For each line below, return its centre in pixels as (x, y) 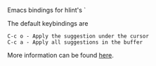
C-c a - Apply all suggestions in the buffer (75, 42)
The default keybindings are (48, 23)
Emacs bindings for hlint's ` (47, 10)
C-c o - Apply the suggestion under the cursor (78, 36)
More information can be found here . (60, 55)
